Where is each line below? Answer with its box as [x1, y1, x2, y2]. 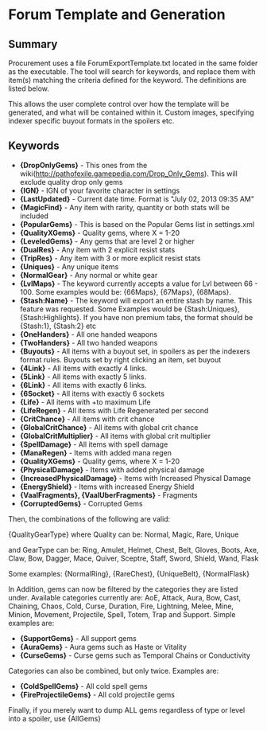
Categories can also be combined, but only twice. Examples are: [8, 666, 219, 675]
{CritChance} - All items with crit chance [19, 414, 155, 424]
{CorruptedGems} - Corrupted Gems [19, 498, 143, 508]
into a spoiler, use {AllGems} [8, 713, 102, 723]
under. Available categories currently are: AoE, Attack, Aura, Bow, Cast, [8, 592, 242, 602]
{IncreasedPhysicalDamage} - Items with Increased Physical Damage [19, 473, 252, 483]
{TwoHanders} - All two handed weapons [19, 338, 158, 347]
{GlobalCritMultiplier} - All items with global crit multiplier [19, 431, 211, 440]
